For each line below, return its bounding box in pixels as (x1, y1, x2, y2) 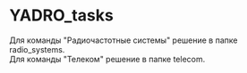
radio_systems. (9, 44, 65, 54)
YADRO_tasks (9, 5, 114, 26)
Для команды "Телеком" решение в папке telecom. (9, 53, 206, 64)
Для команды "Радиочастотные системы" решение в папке (9, 35, 238, 45)
